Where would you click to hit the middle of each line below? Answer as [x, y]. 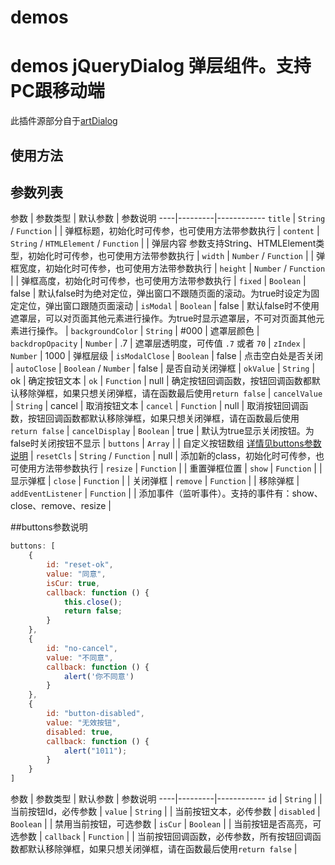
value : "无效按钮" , [84, 722]
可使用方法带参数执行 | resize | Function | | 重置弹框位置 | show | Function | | [166, 468]
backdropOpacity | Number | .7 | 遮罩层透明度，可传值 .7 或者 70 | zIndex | [158, 343]
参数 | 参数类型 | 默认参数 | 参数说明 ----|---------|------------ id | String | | [166, 799]
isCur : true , [73, 583]
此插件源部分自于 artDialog [64, 121]
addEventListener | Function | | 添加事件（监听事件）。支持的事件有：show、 [166, 493]
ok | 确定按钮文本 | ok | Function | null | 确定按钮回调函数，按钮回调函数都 [161, 381]
